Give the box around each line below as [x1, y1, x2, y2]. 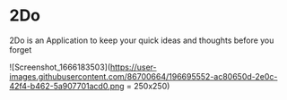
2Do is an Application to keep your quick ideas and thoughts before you [9, 35, 274, 46]
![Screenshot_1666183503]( [9, 62, 111, 72]
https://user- [110, 62, 157, 72]
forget [9, 44, 32, 54]
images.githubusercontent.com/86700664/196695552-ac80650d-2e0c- [9, 71, 278, 81]
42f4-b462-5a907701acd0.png [9, 80, 125, 91]
